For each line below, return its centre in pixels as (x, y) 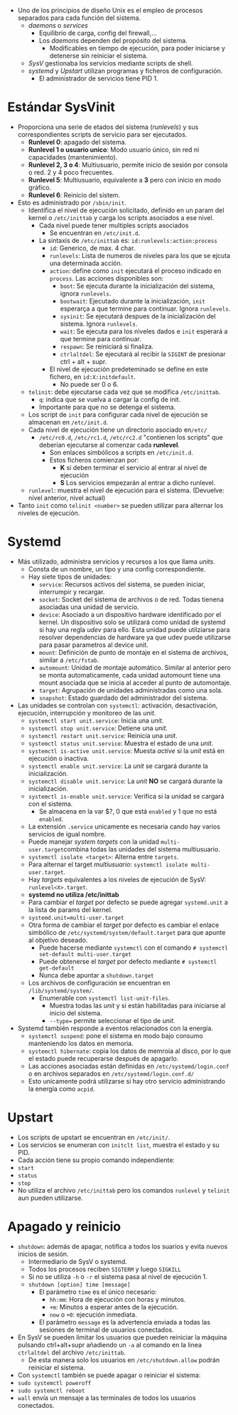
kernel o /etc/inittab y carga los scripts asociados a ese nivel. (121, 217)
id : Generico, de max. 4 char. (92, 248)
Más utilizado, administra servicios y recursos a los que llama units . (116, 561)
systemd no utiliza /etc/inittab (74, 894)
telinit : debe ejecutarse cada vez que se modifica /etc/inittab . (124, 392)
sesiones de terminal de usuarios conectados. (106, 1330)
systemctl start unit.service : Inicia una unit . (96, 720)
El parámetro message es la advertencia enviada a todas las (125, 1322)
